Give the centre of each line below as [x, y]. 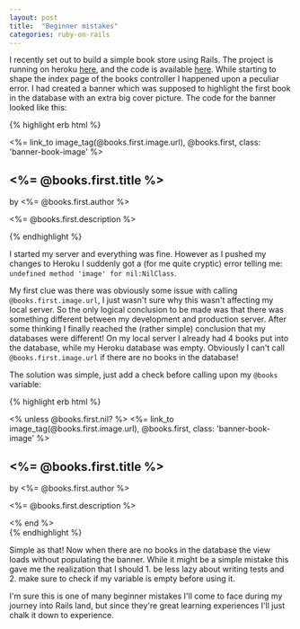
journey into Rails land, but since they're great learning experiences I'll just [147, 606]
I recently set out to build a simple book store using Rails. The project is [141, 60]
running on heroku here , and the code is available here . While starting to [143, 69]
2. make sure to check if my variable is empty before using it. [122, 579]
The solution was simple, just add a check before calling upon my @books [144, 375]
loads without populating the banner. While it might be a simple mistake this [149, 559]
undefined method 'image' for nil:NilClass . [93, 273]
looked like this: [38, 108]
